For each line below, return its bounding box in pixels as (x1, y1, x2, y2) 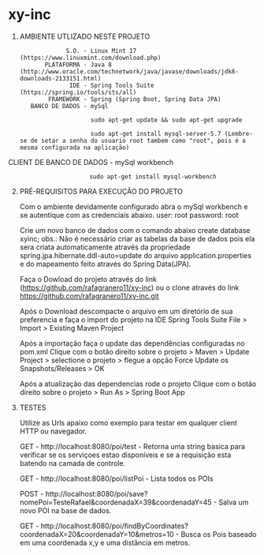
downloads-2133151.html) (19, 74, 102, 82)
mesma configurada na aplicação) (19, 144, 130, 152)
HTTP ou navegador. (19, 426, 87, 436)
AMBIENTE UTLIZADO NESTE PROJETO (19, 32, 151, 41)
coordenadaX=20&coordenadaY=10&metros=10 (19, 529, 175, 538)
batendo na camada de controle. (19, 458, 126, 467)
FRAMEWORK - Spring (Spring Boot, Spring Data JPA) (48, 95, 221, 103)
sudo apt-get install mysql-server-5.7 (90, 129, 221, 137)
